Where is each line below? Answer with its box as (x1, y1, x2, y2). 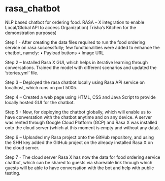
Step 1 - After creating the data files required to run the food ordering (5, 39, 145, 45)
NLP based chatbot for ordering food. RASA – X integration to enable (5, 19, 144, 25)
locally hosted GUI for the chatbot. (5, 99, 75, 105)
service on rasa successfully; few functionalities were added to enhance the (5, 44, 160, 50)
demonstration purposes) (5, 30, 57, 36)
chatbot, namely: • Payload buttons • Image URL (5, 50, 104, 56)
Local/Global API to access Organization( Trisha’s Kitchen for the (5, 24, 136, 30)
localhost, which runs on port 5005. (5, 84, 77, 90)
